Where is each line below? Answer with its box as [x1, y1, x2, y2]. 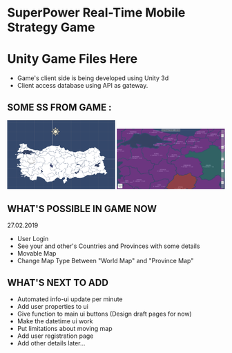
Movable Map [17, 249, 57, 258]
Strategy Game [7, 19, 95, 35]
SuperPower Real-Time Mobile [7, 5, 186, 21]
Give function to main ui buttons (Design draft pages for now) [17, 309, 192, 318]
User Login [17, 235, 49, 243]
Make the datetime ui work [17, 317, 93, 325]
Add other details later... [17, 339, 86, 347]
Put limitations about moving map [17, 325, 113, 333]
